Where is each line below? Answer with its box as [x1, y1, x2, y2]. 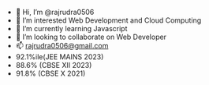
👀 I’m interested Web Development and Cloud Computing [15, 16, 202, 25]
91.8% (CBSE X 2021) [15, 69, 86, 78]
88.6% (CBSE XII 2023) [15, 61, 92, 69]
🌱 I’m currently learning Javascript [15, 24, 128, 33]
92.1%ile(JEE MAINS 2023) [15, 52, 104, 62]
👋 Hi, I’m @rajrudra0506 [15, 8, 95, 16]
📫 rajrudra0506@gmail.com [15, 41, 109, 50]
